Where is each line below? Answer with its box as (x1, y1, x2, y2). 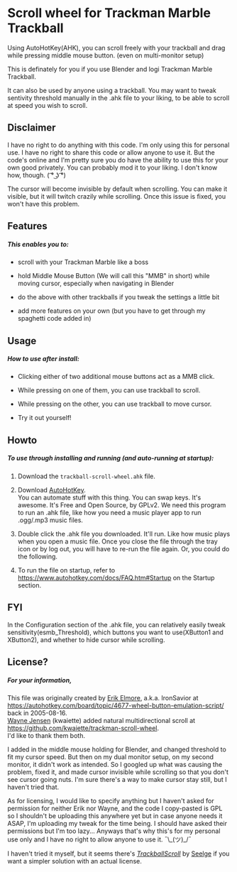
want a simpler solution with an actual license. (7, 857, 142, 865)
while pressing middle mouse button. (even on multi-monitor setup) (7, 51, 204, 60)
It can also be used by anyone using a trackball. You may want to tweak (7, 86, 216, 94)
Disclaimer (7, 122, 56, 134)
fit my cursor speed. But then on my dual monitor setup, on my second (7, 753, 214, 761)
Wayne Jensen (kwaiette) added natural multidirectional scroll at (7, 717, 196, 724)
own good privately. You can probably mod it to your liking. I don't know (7, 163, 218, 172)
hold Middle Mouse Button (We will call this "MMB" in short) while (17, 272, 210, 280)
